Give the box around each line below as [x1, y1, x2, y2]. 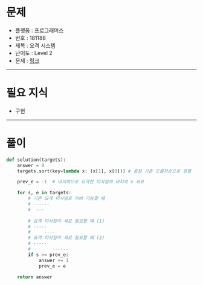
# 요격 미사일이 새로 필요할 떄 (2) [28, 235, 105, 241]
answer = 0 [17, 162, 45, 168]
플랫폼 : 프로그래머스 [14, 27, 64, 34]
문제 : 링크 [14, 57, 40, 64]
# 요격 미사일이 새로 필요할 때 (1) [28, 218, 105, 224]
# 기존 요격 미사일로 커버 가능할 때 [28, 195, 105, 201]
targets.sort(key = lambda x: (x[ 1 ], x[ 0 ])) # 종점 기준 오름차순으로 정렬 [17, 168, 192, 174]
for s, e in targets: [17, 190, 71, 196]
